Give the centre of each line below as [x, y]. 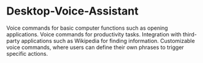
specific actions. [27, 53]
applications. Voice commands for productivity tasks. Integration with [94, 34]
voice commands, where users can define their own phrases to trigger [95, 47]
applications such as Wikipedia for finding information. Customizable [108, 41]
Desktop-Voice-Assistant [73, 11]
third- [190, 34]
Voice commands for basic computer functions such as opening [87, 28]
